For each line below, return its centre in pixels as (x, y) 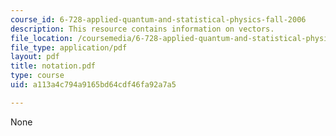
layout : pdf (35, 57)
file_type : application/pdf (69, 47)
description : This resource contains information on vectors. (142, 29)
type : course (37, 76)
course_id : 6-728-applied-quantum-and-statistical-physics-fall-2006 (158, 19)
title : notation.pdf (53, 66)
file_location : (42, 38)
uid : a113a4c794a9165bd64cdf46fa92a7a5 (93, 85)
